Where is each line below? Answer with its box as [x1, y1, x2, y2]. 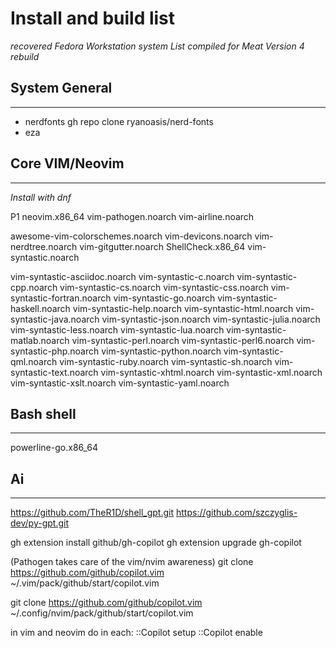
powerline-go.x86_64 [10, 442, 99, 454]
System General [10, 80, 113, 97]
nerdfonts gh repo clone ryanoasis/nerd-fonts [24, 115, 214, 127]
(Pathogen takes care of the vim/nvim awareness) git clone [10, 556, 254, 568]
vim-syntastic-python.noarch [101, 345, 222, 357]
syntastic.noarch [10, 251, 80, 263]
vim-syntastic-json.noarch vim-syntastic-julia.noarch [101, 313, 321, 325]
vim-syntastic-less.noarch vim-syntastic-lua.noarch [10, 323, 225, 336]
